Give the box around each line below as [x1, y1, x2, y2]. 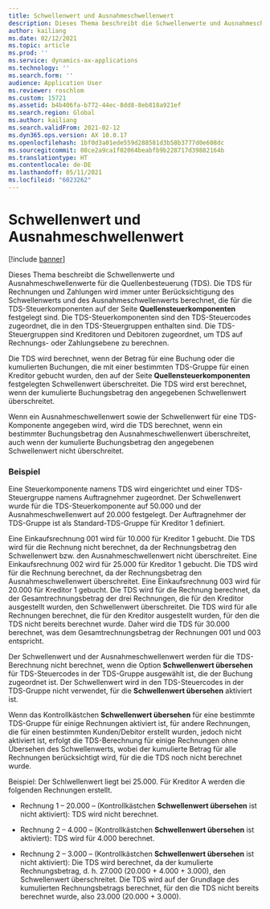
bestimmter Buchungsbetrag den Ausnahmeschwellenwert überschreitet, [8, 429, 252, 438]
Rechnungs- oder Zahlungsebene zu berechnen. [8, 338, 170, 348]
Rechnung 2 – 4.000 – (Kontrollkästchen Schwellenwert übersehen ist [19, 825, 255, 835]
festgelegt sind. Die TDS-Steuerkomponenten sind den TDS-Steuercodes [8, 312, 252, 322]
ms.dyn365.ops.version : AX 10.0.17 [8, 131, 128, 139]
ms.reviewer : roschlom [8, 86, 84, 95]
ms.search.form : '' [8, 71, 74, 79]
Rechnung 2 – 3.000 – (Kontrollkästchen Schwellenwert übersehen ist [19, 849, 255, 859]
